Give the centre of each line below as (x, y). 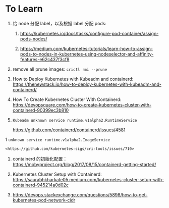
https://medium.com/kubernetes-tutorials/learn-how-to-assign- (86, 48)
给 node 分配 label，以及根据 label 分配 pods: (60, 23)
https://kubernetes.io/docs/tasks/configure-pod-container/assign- (89, 33)
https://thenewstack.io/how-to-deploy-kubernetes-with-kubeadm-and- (87, 84)
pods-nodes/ (34, 39)
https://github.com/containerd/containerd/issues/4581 (69, 130)
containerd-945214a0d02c (41, 185)
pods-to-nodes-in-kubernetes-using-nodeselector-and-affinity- (87, 54)
